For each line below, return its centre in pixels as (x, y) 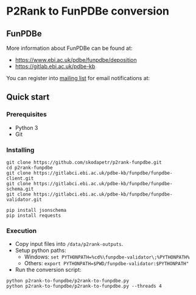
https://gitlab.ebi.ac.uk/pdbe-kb (55, 66)
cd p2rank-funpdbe (30, 168)
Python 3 (26, 127)
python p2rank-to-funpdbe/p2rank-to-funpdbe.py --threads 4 (84, 287)
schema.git (20, 189)
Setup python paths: (40, 251)
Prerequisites (26, 115)
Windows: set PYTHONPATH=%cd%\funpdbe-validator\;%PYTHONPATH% (107, 257)
